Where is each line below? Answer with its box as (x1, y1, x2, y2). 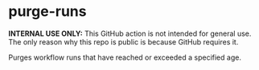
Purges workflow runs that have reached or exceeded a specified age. (8, 52, 241, 62)
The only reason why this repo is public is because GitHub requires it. (8, 37, 239, 46)
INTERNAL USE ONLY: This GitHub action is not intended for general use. (8, 29, 252, 38)
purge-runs (8, 2, 87, 21)
